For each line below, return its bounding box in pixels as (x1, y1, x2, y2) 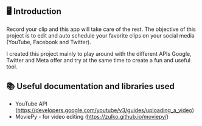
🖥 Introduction (6, 6, 62, 17)
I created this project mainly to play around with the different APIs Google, (6, 50, 192, 57)
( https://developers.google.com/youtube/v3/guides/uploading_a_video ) (15, 107, 195, 114)
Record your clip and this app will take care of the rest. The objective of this (6, 25, 196, 33)
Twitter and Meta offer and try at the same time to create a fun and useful (6, 56, 190, 64)
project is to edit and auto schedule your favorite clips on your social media (6, 31, 195, 39)
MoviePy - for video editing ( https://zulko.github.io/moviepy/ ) (15, 113, 169, 121)
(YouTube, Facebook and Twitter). (6, 38, 91, 45)
